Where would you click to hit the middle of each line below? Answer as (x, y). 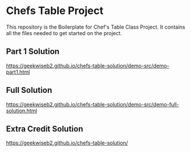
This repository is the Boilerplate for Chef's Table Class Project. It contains (96, 27)
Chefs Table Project (55, 11)
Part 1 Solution (33, 52)
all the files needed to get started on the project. (64, 33)
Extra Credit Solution (45, 129)
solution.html (22, 110)
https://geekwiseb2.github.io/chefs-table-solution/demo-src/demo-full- (93, 104)
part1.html (18, 72)
